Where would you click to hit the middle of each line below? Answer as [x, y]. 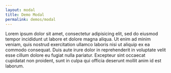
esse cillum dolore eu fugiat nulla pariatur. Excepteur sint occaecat [75, 55]
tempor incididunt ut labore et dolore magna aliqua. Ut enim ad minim [78, 39]
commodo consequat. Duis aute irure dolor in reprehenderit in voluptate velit [86, 50]
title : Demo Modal [25, 15]
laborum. [15, 66]
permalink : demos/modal [31, 19]
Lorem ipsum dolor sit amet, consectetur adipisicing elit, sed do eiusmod [82, 34]
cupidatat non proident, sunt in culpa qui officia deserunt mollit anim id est [83, 61]
